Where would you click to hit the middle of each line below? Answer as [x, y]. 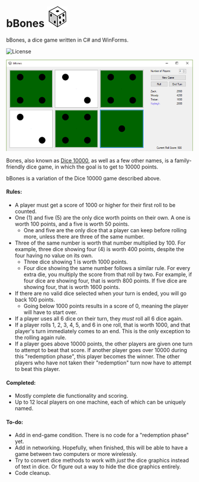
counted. [25, 211]
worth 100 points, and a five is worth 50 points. [72, 224]
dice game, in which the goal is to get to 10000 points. [92, 167]
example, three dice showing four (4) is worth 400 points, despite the [99, 249]
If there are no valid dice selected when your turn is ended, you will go [100, 293]
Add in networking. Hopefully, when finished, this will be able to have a [101, 448]
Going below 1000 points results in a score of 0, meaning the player [106, 306]
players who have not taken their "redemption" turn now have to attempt [103, 363]
